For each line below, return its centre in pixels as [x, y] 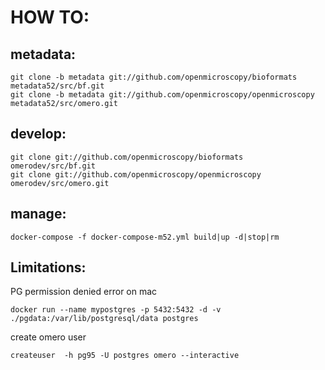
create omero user [48, 337]
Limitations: [48, 267]
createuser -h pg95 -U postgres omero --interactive [125, 356]
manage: [38, 214]
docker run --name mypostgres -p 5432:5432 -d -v [116, 310]
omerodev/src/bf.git [53, 166]
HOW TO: [50, 17]
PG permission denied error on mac [84, 292]
